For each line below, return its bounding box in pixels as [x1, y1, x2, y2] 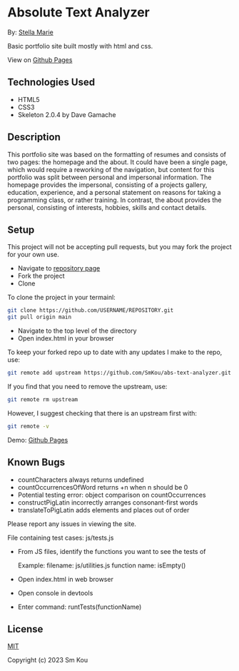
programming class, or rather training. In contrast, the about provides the [7, 196, 222, 204]
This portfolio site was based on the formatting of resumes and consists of [7, 150, 227, 158]
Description [7, 131, 61, 143]
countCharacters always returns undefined [17, 475, 144, 484]
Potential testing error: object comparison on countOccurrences [17, 490, 206, 499]
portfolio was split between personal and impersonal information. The [7, 173, 212, 181]
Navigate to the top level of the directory [17, 326, 137, 335]
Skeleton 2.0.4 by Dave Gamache [17, 110, 116, 118]
